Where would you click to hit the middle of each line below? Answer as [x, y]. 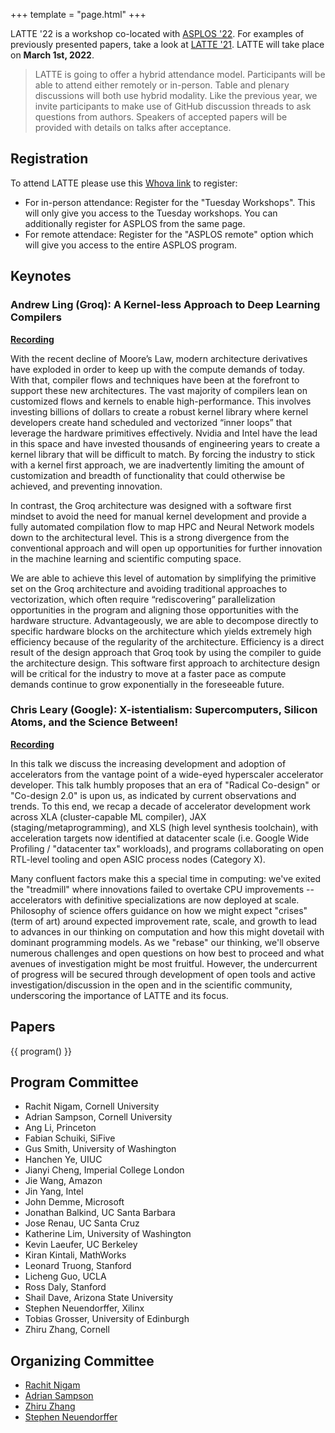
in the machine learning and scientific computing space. [126, 558]
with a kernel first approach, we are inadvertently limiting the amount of [157, 465]
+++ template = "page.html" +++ [78, 14]
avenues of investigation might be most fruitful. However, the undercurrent [164, 963]
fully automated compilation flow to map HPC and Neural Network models [162, 526]
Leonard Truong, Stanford [78, 1266]
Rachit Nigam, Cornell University [92, 1106]
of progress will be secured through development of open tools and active [163, 974]
